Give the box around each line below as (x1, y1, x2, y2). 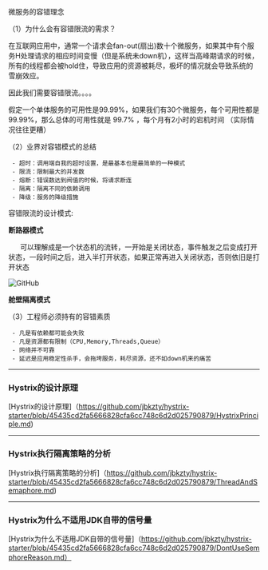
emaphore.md (8, 485, 54, 495)
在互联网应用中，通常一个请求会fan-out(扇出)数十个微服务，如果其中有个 (8, 41, 247, 50)
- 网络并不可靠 (11, 346, 55, 354)
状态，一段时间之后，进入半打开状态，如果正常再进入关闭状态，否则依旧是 (8, 253, 253, 261)
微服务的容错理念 (8, 7, 65, 16)
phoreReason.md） (8, 552, 72, 562)
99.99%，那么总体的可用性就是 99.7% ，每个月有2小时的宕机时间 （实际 (8, 115, 247, 124)
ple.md (8, 419, 31, 429)
